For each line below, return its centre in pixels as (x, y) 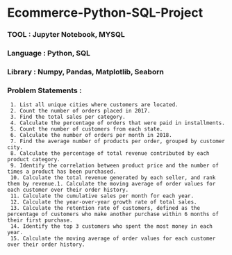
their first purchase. (40, 220)
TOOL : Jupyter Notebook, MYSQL (66, 35)
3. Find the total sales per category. (68, 117)
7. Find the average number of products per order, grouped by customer (118, 141)
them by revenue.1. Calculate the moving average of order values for (111, 184)
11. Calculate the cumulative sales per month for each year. (102, 196)
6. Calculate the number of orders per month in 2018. (91, 135)
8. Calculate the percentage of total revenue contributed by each (110, 154)
